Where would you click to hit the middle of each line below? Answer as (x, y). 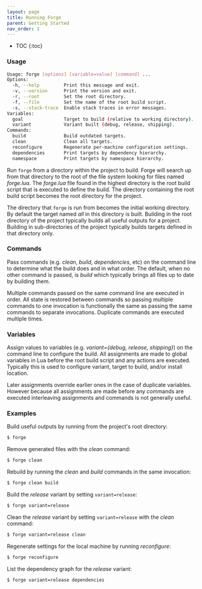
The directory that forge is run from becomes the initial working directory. (99, 207)
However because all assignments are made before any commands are (95, 391)
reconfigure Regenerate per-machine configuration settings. (100, 147)
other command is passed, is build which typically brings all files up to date (100, 275)
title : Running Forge (34, 18)
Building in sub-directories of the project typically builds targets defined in (99, 227)
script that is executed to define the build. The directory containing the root (100, 189)
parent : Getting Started (38, 23)
